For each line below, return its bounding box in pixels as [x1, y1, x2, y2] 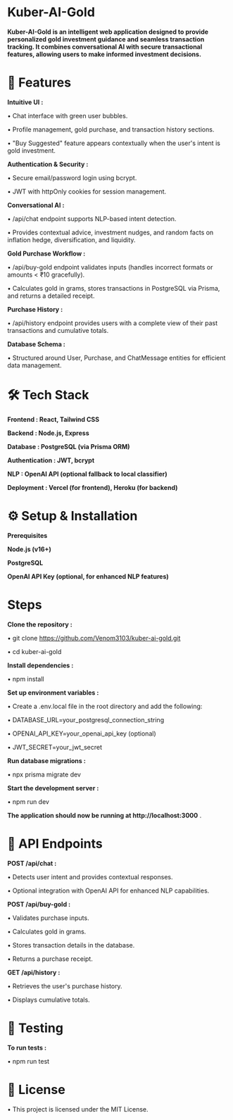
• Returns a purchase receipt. [7, 955, 93, 963]
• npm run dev [7, 797, 49, 806]
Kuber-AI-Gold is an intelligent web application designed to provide [7, 27, 209, 36]
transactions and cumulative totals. [7, 326, 109, 334]
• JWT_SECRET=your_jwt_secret [7, 743, 102, 751]
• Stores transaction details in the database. [7, 940, 135, 949]
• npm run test [7, 1057, 50, 1065]
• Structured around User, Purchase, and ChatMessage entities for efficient [7, 353, 226, 362]
